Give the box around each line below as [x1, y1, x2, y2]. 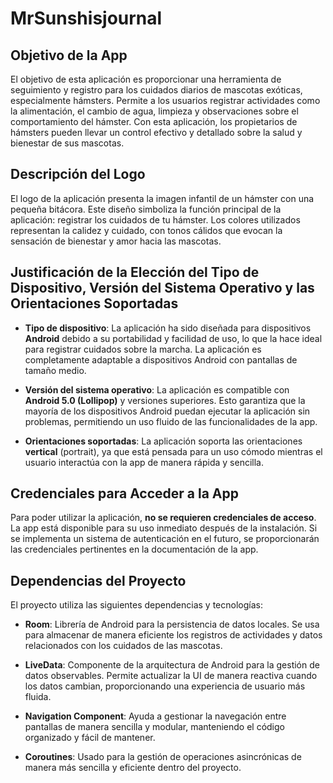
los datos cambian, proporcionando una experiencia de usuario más [24, 680, 306, 692]
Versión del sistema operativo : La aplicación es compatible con [24, 383, 290, 396]
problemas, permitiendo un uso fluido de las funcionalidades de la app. [24, 415, 318, 427]
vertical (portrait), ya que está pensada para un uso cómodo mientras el [24, 445, 323, 457]
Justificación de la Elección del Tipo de [10, 264, 260, 281]
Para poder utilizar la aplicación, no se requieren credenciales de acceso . [10, 512, 317, 524]
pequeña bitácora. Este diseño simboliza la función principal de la [10, 203, 282, 215]
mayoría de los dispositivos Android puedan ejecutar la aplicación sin [24, 405, 311, 417]
